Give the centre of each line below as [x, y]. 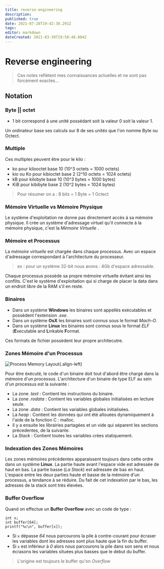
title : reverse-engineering [34, 10]
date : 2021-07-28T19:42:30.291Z [38, 23]
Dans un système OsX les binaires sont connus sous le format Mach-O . [85, 320]
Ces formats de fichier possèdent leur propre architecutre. [64, 341]
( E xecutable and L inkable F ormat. [46, 331]
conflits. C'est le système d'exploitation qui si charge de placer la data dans [82, 281]
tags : [11, 28]
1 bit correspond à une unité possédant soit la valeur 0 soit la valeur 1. [82, 121]
